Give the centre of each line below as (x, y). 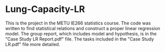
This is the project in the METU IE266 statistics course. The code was (78, 23)
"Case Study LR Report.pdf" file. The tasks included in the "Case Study (80, 39)
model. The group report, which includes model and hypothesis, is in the (81, 33)
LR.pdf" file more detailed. (33, 44)
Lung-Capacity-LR (45, 9)
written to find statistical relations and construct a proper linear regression (83, 28)
